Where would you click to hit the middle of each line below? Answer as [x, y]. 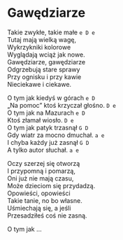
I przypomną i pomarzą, [41, 171]
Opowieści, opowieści [39, 193]
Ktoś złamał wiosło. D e [41, 120]
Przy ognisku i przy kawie [44, 77]
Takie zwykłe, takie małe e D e [51, 32]
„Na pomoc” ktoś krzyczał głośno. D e [62, 105]
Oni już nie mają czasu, [41, 178]
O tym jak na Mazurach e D [46, 113]
